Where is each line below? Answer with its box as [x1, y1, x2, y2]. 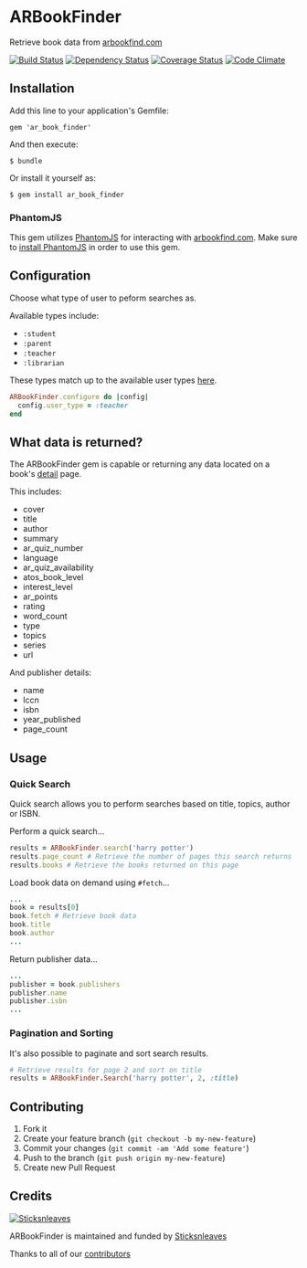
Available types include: [9, 310, 99, 321]
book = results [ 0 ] [9, 903, 79, 913]
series [22, 639, 47, 650]
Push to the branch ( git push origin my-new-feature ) [22, 1153, 226, 1164]
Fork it [22, 1124, 48, 1135]
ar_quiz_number [22, 543, 84, 554]
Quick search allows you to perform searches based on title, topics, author [9, 798, 291, 809]
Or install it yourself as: [9, 172, 96, 184]
